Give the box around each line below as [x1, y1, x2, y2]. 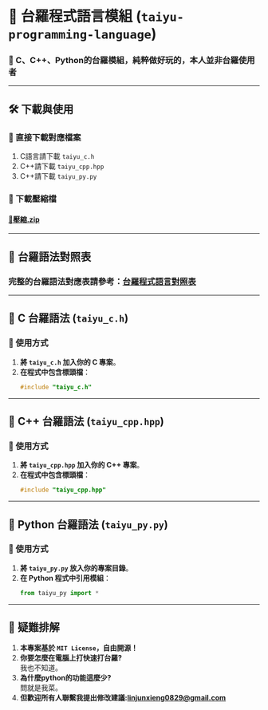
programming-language [8, 27, 152, 42]
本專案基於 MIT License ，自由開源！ [19, 643, 138, 653]
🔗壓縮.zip [8, 215, 40, 224]
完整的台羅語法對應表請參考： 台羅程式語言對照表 [8, 276, 197, 287]
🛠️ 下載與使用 [8, 102, 74, 116]
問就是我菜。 [19, 683, 62, 692]
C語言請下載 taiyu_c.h [19, 152, 95, 161]
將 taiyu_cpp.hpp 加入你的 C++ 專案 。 [19, 460, 144, 470]
